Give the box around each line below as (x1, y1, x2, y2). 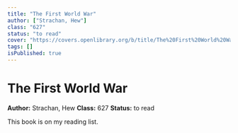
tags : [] (7, 43, 33, 50)
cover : (7, 37, 27, 44)
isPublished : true (7, 50, 62, 57)
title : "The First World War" (7, 10, 97, 18)
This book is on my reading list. (7, 117, 98, 126)
